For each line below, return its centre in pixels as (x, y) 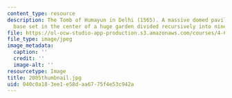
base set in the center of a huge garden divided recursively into (113, 26)
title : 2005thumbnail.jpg (44, 78)
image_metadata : (30, 46)
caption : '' (31, 52)
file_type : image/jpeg (40, 39)
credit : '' (29, 59)
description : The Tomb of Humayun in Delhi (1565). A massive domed (108, 20)
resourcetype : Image (37, 71)
